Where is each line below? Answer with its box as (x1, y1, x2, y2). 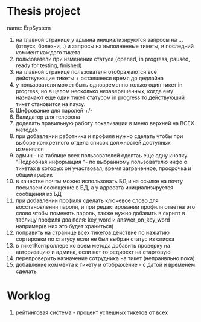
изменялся (15, 145, 44, 153)
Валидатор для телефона (15, 113, 80, 120)
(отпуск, (15, 42, 37, 50)
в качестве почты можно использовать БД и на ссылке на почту (15, 177, 183, 185)
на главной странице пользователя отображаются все (15, 68, 158, 75)
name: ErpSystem (7, 24, 51, 31)
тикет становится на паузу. (15, 100, 86, 107)
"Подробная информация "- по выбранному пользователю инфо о (15, 158, 188, 165)
